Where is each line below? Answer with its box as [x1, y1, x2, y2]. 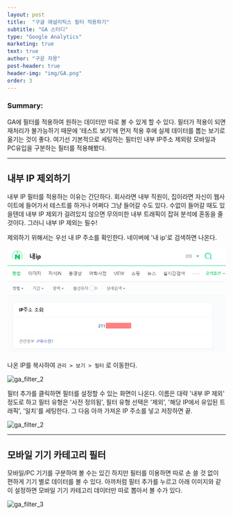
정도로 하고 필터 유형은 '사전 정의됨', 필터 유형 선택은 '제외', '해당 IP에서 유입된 [7, 398, 218, 407]
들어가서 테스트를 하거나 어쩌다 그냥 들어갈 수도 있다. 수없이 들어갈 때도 [25, 201, 218, 209]
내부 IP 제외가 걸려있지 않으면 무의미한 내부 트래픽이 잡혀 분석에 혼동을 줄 [25, 209, 223, 218]
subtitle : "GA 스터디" [7, 26, 69, 33]
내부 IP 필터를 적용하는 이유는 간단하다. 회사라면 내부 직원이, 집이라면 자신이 [7, 192, 213, 201]
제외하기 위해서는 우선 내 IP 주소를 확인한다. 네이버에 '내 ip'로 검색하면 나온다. [7, 233, 217, 241]
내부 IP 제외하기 [7, 172, 71, 184]
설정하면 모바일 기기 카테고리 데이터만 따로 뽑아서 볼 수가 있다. [14, 487, 183, 495]
